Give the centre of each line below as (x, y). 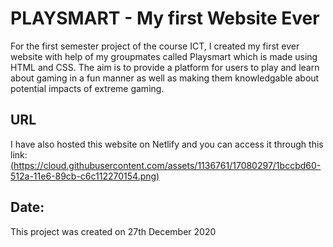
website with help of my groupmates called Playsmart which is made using (164, 56)
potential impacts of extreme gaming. (87, 88)
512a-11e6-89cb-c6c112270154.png (83, 176)
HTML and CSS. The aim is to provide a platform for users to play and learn (165, 67)
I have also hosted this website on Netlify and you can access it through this (167, 144)
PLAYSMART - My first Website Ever (165, 18)
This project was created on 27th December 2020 (113, 231)
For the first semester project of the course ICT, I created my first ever (155, 46)
